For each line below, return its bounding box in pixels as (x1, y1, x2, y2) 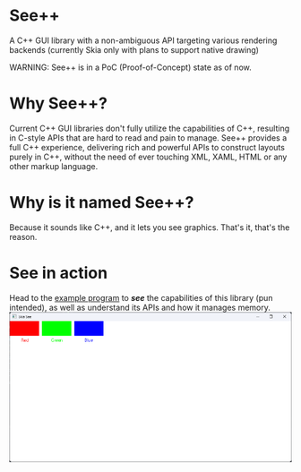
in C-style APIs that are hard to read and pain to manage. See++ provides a (9, 132, 288, 143)
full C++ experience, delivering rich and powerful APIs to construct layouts (9, 142, 285, 152)
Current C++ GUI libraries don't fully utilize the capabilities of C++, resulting (9, 123, 289, 133)
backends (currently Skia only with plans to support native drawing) (9, 44, 260, 55)
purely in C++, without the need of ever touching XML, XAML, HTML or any (9, 151, 288, 162)
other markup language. (9, 160, 99, 171)
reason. (9, 231, 38, 242)
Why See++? (9, 93, 107, 114)
